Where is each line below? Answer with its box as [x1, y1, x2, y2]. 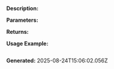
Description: [6, 5, 38, 12]
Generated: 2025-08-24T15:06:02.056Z [6, 57, 109, 64]
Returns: [6, 28, 29, 36]
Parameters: [6, 16, 38, 24]
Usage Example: [6, 40, 49, 47]
